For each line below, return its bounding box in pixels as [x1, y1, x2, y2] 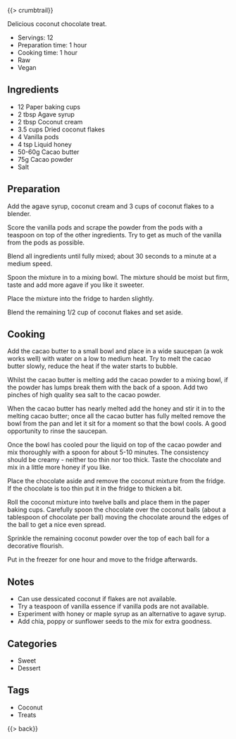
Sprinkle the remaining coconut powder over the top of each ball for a [7, 534, 210, 543]
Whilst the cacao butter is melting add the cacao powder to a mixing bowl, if [7, 376, 229, 384]
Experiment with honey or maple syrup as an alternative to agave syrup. [17, 610, 227, 618]
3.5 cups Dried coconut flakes [17, 125, 106, 134]
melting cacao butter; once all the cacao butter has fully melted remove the [7, 412, 226, 420]
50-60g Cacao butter [17, 148, 80, 156]
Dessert [17, 664, 41, 673]
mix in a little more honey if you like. [7, 463, 111, 472]
